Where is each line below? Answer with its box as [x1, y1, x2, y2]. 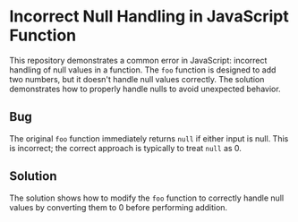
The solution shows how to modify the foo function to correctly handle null [9, 192, 285, 203]
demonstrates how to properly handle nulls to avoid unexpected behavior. [9, 83, 281, 94]
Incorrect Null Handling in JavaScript [9, 6, 289, 27]
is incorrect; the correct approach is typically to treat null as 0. [9, 142, 242, 153]
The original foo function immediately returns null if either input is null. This [9, 132, 289, 144]
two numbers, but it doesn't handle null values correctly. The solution [9, 73, 265, 84]
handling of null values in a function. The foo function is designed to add [9, 64, 277, 75]
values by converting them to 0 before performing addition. [9, 201, 228, 212]
